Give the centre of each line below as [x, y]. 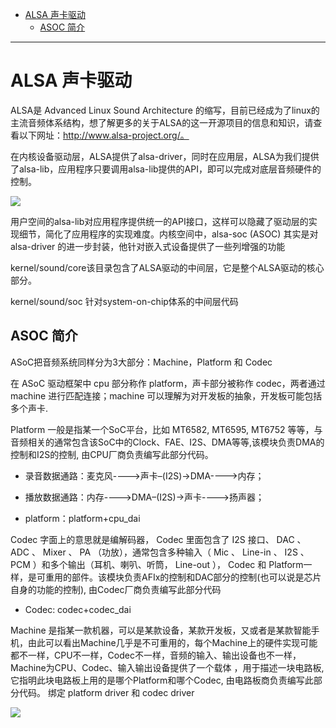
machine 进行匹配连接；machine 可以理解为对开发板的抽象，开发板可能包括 [166, 395]
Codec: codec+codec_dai [78, 609]
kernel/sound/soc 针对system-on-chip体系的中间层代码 [124, 301]
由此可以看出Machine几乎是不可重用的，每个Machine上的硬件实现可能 [172, 642]
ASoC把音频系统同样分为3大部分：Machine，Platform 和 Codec [141, 362]
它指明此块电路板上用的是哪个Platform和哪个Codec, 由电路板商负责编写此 [162, 680]
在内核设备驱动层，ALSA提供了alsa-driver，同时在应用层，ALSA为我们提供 [165, 156]
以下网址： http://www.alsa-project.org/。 [104, 135]
